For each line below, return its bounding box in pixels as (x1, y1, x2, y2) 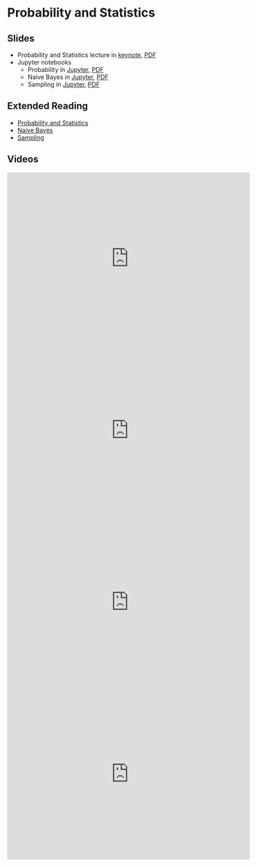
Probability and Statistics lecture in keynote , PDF (17, 51, 157, 59)
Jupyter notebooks (17, 58, 71, 66)
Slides (7, 33, 35, 44)
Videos (7, 154, 39, 166)
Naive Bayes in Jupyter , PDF (27, 73, 109, 81)
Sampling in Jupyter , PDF (27, 80, 100, 88)
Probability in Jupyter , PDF (27, 66, 104, 73)
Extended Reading (7, 100, 88, 112)
